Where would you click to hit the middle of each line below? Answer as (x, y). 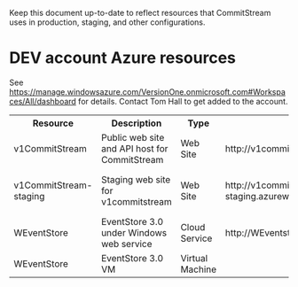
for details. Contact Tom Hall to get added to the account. (183, 101)
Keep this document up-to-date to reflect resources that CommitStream (140, 13)
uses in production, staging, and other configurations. (107, 22)
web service (126, 244)
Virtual (194, 258)
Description (137, 123)
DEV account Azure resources (123, 58)
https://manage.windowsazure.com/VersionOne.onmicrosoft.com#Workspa (148, 91)
